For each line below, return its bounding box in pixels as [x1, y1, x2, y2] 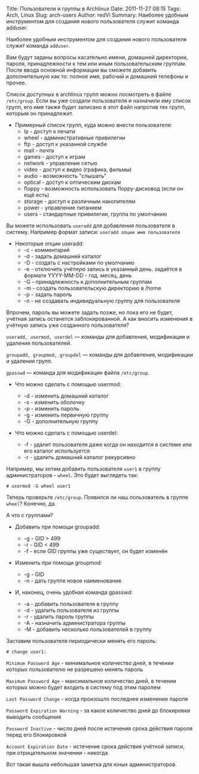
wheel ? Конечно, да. [6, 500, 57, 507]
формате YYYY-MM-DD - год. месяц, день [23, 272, 132, 279]
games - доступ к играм [23, 153, 85, 160]
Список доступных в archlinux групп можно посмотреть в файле [6, 91, 172, 98]
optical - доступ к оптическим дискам [23, 179, 121, 186]
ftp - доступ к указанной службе [23, 141, 108, 147]
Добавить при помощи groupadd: [14, 523, 100, 530]
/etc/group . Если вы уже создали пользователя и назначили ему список [6, 97, 191, 104]
